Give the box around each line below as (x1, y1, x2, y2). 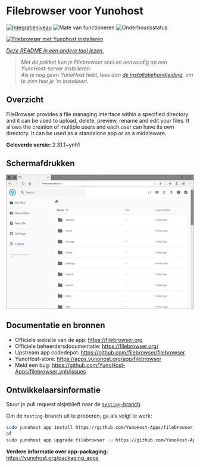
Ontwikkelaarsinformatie (6, 385, 101, 396)
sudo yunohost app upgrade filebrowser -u (6, 437, 113, 443)
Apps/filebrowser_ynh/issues (14, 368, 86, 375)
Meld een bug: (14, 362, 51, 369)
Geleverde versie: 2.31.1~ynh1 (6, 141, 80, 148)
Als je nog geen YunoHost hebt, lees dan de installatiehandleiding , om (20, 71, 193, 78)
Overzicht (6, 95, 44, 105)
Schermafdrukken (6, 158, 75, 169)
